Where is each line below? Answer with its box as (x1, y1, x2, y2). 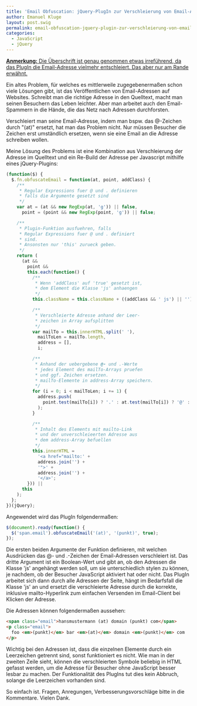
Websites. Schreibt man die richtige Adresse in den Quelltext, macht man (6, 93, 183, 100)
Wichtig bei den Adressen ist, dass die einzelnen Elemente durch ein (6, 646, 172, 653)
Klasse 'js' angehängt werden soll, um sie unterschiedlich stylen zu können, (6, 565, 189, 572)
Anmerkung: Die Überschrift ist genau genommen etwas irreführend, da (6, 57, 182, 65)
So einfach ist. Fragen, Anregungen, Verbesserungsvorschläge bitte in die (6, 688, 185, 695)
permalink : (6, 25, 33, 31)
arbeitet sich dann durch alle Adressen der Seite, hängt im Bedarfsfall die (6, 577, 183, 584)
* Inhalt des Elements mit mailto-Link (35, 426, 133, 432)
